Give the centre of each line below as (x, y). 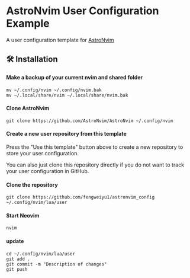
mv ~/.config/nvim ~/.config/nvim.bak (54, 90)
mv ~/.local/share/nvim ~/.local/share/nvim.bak (67, 95)
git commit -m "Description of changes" (57, 264)
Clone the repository (32, 184)
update (15, 241)
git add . (18, 259)
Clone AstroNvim (28, 108)
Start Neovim (23, 215)
